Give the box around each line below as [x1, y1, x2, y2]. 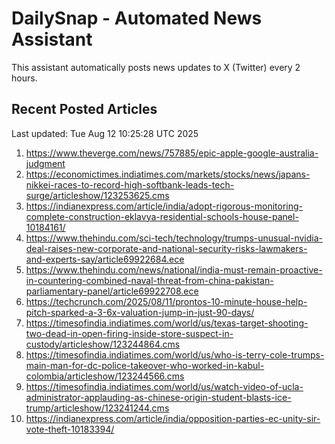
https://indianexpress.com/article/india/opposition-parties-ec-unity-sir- [25, 412, 321, 424]
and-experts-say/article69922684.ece [25, 253, 185, 265]
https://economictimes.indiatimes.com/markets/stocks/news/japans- [25, 168, 311, 180]
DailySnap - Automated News [11, 7, 263, 30]
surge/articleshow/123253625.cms [25, 189, 170, 201]
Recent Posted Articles [11, 101, 158, 118]
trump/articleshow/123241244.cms [25, 402, 170, 414]
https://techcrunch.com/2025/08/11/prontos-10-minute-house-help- [25, 295, 308, 307]
